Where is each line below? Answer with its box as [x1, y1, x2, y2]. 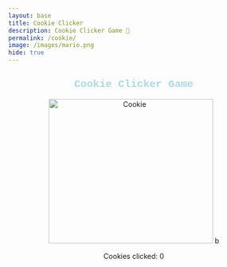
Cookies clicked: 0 [103, 251, 165, 261]
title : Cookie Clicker [8, 19, 84, 27]
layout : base [8, 11, 52, 20]
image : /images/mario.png [8, 41, 94, 49]
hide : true [8, 49, 45, 57]
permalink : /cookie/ [8, 33, 77, 42]
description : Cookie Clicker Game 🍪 [8, 26, 130, 34]
